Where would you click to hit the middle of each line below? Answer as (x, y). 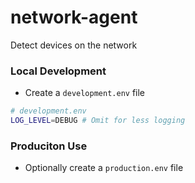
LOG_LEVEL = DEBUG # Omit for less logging (98, 121)
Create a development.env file (85, 93)
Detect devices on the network (74, 45)
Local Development (58, 71)
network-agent (74, 17)
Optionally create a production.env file (104, 168)
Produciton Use (49, 146)
